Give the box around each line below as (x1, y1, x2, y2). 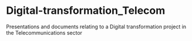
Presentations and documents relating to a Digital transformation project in (6, 23, 187, 30)
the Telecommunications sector (6, 29, 83, 36)
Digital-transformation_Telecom (6, 4, 166, 17)
